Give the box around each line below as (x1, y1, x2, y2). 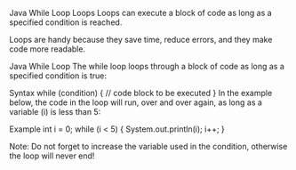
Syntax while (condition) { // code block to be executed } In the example (9, 88, 273, 98)
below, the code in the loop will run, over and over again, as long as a (9, 97, 262, 108)
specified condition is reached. (9, 17, 123, 28)
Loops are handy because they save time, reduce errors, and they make (9, 35, 273, 45)
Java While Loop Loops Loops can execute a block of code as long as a (9, 8, 273, 18)
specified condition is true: (9, 70, 107, 81)
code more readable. (9, 44, 86, 54)
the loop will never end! (9, 150, 95, 161)
